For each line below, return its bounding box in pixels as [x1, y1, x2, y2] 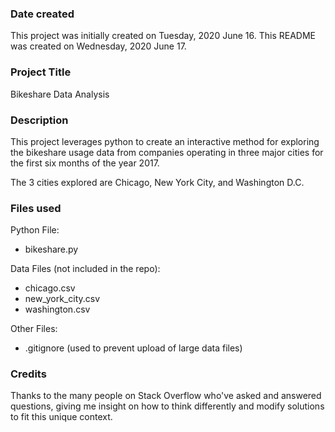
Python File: [10, 224, 60, 236]
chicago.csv [24, 282, 76, 294]
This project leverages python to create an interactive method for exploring [10, 135, 320, 147]
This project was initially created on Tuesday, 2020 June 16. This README [10, 30, 316, 42]
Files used [10, 201, 62, 215]
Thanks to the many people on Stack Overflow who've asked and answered [10, 390, 322, 402]
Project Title [10, 65, 72, 79]
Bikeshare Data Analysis [10, 88, 110, 100]
